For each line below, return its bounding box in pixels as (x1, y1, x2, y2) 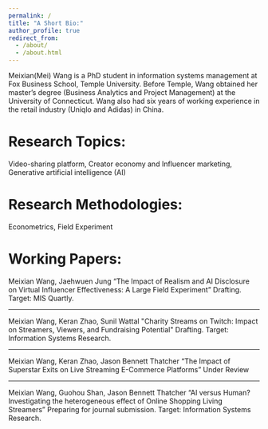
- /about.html (15, 49, 62, 57)
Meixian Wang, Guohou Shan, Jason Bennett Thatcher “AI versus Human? (8, 387, 251, 397)
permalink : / (8, 11, 52, 20)
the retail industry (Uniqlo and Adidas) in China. (8, 105, 164, 114)
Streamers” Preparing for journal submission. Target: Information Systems (8, 404, 251, 414)
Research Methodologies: (8, 196, 183, 214)
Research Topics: (8, 133, 126, 151)
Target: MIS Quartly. (8, 293, 74, 303)
